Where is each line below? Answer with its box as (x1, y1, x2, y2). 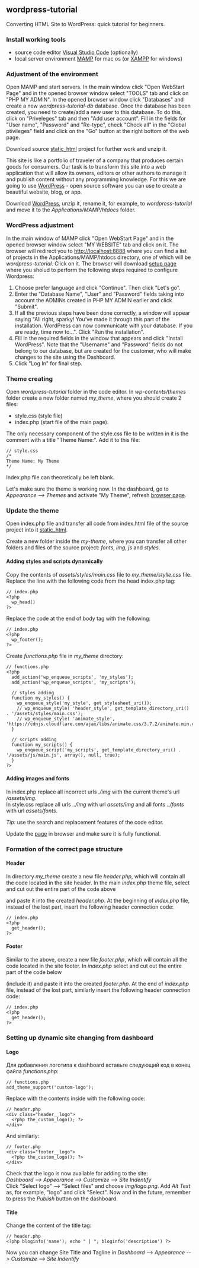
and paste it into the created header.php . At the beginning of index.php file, (6, 897, 190, 904)
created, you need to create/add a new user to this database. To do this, (6, 109, 182, 116)
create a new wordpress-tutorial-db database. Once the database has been (6, 102, 191, 109)
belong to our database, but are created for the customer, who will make (14, 347, 191, 354)
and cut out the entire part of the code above (6, 885, 116, 893)
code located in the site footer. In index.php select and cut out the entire (6, 962, 182, 970)
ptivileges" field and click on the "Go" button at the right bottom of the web (6, 128, 190, 135)
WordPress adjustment (6, 221, 74, 229)
